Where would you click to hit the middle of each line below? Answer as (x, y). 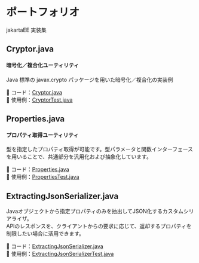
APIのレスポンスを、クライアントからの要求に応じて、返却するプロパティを (99, 226)
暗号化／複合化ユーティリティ (43, 65)
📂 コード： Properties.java (38, 169)
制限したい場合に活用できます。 (45, 233)
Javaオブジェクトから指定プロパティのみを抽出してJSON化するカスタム (95, 211)
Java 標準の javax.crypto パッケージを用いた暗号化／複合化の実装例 (90, 79)
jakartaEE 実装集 (26, 30)
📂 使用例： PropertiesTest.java (43, 177)
